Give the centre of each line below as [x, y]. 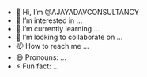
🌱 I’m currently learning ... [58, 29]
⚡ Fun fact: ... [37, 66]
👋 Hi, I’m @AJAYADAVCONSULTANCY [77, 12]
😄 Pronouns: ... [41, 57]
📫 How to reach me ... [52, 46]
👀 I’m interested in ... [49, 20]
